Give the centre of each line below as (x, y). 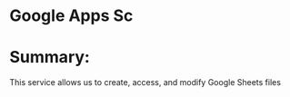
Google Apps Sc (71, 16)
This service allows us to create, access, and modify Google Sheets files (145, 82)
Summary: (50, 58)
